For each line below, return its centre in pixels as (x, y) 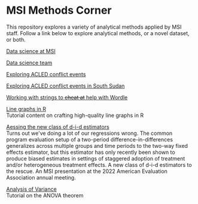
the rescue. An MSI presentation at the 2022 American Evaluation (87, 171)
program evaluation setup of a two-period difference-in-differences (90, 139)
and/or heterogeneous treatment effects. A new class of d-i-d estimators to (99, 165)
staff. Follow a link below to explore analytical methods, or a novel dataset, (98, 33)
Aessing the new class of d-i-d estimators (58, 126)
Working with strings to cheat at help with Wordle (67, 97)
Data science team (29, 63)
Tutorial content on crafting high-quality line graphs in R (75, 115)
